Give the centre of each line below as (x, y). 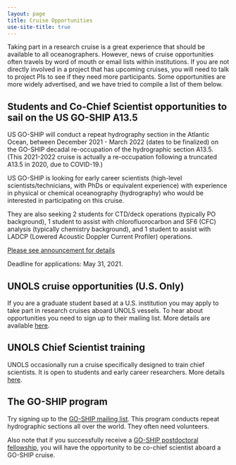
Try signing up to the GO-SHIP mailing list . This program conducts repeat (113, 418)
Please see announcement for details (61, 250)
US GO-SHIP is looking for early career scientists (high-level (95, 178)
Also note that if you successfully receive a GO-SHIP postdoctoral (103, 440)
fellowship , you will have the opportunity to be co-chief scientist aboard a (114, 447)
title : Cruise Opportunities (50, 20)
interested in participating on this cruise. (66, 201)
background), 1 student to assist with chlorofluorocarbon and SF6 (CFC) (112, 222)
